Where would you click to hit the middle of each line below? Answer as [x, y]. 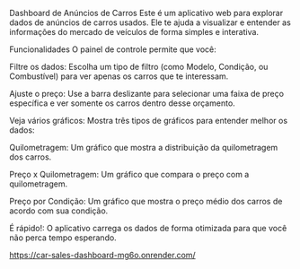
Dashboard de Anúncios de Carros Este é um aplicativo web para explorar [146, 13]
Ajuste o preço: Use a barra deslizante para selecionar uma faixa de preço [147, 94]
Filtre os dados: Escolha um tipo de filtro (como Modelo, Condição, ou [139, 67]
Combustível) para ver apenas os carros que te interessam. [119, 76]
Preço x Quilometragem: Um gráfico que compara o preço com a [129, 174]
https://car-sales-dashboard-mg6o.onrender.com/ [102, 255]
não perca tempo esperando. [63, 238]
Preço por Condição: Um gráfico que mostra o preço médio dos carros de [146, 201]
